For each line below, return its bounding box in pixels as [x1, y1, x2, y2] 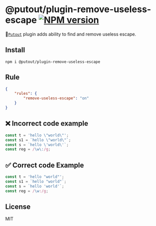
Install [5, 46, 25, 54]
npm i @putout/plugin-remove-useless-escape [5, 59, 100, 64]
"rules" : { [14, 91, 37, 96]
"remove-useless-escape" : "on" [23, 96, 89, 101]
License [5, 202, 31, 211]
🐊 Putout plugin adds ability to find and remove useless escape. [5, 31, 136, 37]
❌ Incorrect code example [5, 119, 88, 128]
